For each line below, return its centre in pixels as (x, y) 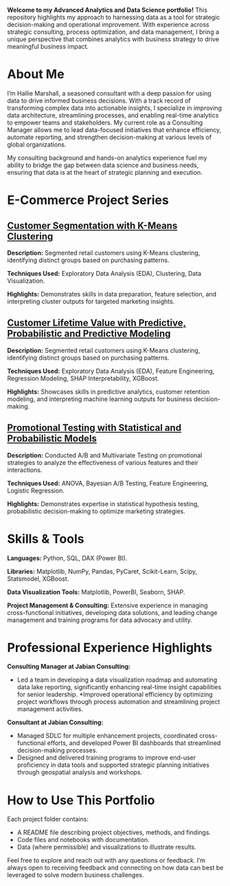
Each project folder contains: (48, 819)
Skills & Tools (46, 539)
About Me (36, 74)
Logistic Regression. (36, 490)
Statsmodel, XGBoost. (38, 579)
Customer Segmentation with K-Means (92, 225)
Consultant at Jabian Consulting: (55, 722)
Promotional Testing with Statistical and (94, 428)
